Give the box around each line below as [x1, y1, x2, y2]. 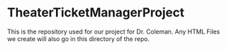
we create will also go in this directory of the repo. [7, 34, 150, 42]
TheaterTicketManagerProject [7, 5, 185, 21]
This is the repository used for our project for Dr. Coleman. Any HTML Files [7, 27, 220, 36]
